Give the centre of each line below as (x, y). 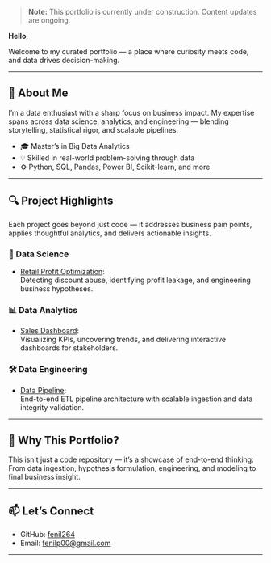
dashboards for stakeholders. (69, 348)
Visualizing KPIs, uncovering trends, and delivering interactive (123, 340)
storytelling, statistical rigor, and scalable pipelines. (94, 129)
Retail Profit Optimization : (62, 271)
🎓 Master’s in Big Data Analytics (75, 146)
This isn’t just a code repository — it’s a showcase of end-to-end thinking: (131, 459)
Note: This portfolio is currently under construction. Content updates (142, 12)
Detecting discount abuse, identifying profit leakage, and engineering (135, 280)
